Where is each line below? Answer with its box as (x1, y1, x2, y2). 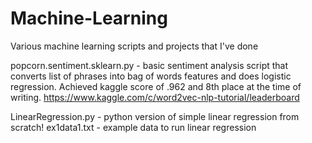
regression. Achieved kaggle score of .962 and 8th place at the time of (10, 80, 302, 92)
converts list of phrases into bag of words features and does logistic (10, 70, 292, 82)
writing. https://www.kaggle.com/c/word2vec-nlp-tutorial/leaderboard (10, 91, 300, 103)
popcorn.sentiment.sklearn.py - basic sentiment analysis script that (10, 59, 289, 71)
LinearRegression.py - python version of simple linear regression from (10, 110, 300, 122)
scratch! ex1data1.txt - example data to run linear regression (10, 121, 257, 133)
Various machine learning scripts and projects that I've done (10, 40, 259, 52)
